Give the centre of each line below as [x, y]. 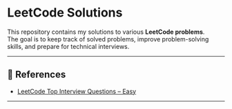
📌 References [37, 75]
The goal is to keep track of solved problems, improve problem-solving [108, 39]
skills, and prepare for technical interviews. [68, 46]
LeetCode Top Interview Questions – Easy [77, 91]
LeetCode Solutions [65, 13]
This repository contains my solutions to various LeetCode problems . [106, 32]
